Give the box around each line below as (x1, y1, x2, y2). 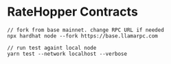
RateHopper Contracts (7, 4, 139, 20)
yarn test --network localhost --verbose (7, 50, 128, 57)
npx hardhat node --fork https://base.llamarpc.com (7, 32, 158, 39)
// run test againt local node (7, 44, 97, 51)
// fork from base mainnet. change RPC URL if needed (7, 27, 165, 33)
